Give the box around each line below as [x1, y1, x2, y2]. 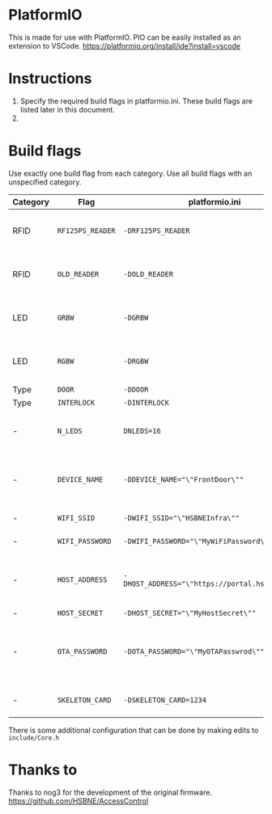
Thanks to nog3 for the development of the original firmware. [8, 787, 213, 797]
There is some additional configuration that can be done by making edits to [8, 725, 259, 735]
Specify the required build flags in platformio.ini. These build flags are [19, 95, 253, 106]
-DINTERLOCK [123, 398, 170, 407]
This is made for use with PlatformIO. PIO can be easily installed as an [8, 32, 241, 42]
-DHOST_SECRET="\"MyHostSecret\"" [123, 608, 257, 617]
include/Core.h [8, 734, 60, 742]
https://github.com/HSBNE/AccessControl [8, 795, 149, 806]
